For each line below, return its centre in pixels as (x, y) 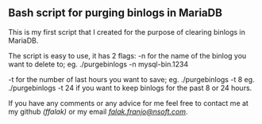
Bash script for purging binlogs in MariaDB (115, 13)
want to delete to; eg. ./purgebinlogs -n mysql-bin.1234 (98, 64)
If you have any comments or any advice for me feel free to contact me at (128, 103)
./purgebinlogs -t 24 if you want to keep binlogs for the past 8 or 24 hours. (130, 88)
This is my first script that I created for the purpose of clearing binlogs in (127, 32)
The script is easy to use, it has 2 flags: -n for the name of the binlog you (127, 55)
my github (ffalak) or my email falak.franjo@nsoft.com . (98, 111)
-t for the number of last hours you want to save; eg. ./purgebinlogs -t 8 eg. (132, 79)
